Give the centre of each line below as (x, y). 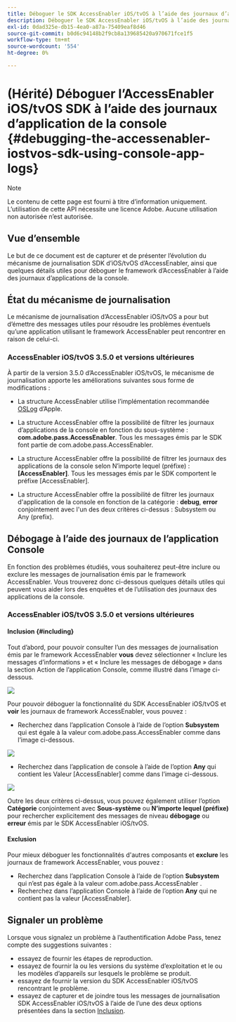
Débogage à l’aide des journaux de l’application (113, 539)
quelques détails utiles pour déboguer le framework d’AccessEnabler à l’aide (118, 270)
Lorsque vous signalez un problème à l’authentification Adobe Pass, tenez (114, 937)
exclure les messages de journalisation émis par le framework (97, 574)
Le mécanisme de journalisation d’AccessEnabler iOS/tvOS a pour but (108, 317)
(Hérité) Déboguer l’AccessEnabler (111, 94)
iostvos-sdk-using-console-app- (106, 153)
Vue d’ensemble (44, 238)
